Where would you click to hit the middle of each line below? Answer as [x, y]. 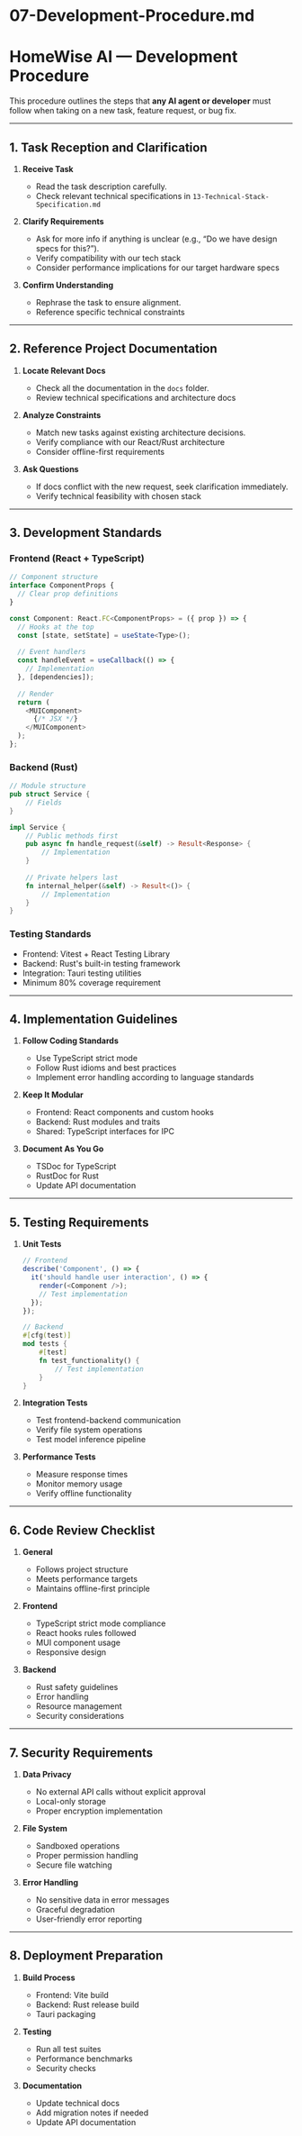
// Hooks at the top [56, 627]
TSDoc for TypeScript [76, 1167]
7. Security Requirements [81, 1753]
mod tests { [44, 1344]
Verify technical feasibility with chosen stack [119, 495]
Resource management [79, 1706]
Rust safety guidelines [77, 1687]
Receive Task [48, 168]
